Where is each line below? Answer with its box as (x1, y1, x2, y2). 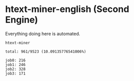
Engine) (5, 14, 39, 25)
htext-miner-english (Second (5, 3, 129, 15)
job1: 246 (5, 62, 26, 67)
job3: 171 (5, 71, 26, 76)
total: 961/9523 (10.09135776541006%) (5, 49, 86, 54)
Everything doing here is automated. (5, 30, 80, 36)
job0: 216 (5, 57, 26, 63)
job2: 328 (5, 66, 26, 71)
